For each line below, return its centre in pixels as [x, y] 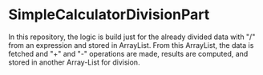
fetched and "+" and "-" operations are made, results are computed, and [128, 53]
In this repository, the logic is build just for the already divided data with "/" [132, 37]
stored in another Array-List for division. [74, 62]
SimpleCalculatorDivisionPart [109, 15]
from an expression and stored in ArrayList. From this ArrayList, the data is [131, 45]
